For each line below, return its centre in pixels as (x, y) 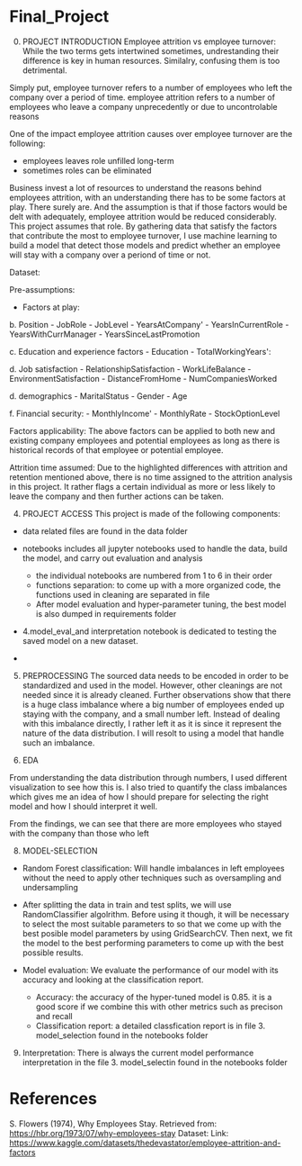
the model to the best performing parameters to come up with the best (153, 943)
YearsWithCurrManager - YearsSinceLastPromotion (105, 334)
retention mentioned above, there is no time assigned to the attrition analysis (151, 477)
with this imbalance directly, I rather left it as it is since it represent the (152, 723)
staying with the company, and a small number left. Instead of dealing (151, 714)
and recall (54, 1016)
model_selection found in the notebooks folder (122, 1035)
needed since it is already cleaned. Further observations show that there (156, 694)
